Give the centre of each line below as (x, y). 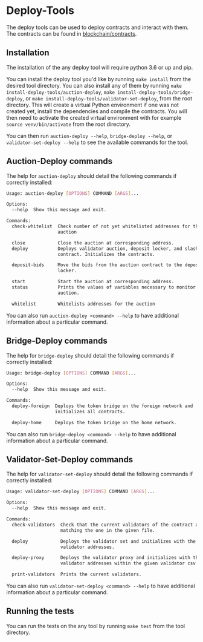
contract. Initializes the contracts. (106, 254)
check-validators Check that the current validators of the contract (102, 525)
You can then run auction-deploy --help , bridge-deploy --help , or (89, 136)
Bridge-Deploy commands (57, 341)
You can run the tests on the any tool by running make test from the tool (96, 626)
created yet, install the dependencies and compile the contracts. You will (97, 111)
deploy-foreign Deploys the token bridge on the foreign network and (102, 406)
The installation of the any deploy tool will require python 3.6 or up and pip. (100, 67)
